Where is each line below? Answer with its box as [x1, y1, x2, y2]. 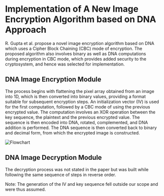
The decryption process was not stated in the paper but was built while [5, 166, 149, 172]
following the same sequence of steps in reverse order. [5, 172, 117, 177]
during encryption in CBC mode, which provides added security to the [5, 56, 147, 62]
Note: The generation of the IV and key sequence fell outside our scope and [5, 181, 158, 187]
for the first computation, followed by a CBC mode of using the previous [5, 104, 150, 109]
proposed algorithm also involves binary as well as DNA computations [5, 50, 146, 57]
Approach [5, 24, 47, 35]
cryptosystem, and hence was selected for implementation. [5, 61, 125, 67]
